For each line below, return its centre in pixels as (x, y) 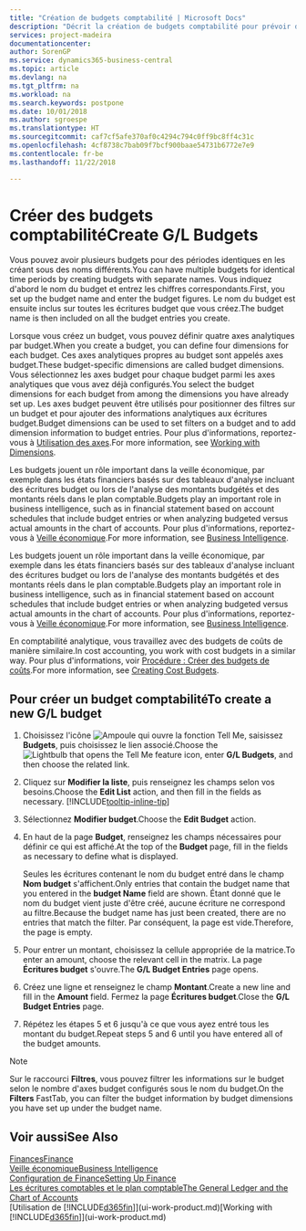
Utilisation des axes (73, 443)
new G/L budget (56, 713)
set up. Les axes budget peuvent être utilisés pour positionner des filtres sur (153, 404)
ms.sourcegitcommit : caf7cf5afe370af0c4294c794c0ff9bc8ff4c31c (132, 137)
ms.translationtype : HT (55, 129)
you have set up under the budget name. (86, 1108)
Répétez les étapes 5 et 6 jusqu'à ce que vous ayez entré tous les (146, 1025)
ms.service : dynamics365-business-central (91, 60)
